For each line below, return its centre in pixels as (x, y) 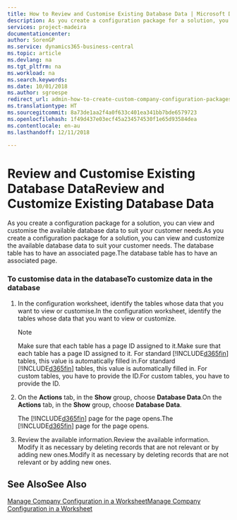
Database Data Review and (86, 189)
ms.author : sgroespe (38, 93)
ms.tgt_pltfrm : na (34, 67)
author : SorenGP (31, 40)
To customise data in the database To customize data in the (110, 279)
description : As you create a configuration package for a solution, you (118, 21)
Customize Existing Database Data (111, 203)
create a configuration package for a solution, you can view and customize (116, 238)
